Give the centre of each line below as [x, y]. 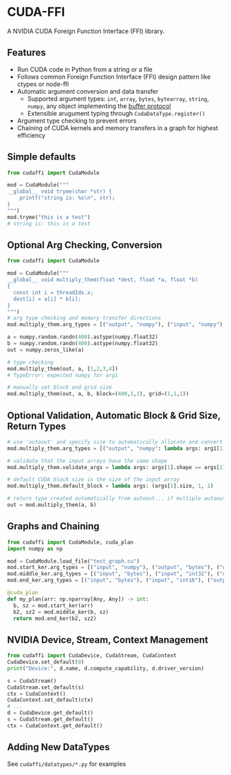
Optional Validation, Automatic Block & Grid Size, [114, 415]
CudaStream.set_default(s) [46, 687]
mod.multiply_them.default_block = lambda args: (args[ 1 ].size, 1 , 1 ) [110, 486]
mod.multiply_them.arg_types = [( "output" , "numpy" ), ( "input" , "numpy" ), [117, 324]
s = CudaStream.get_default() [51, 720]
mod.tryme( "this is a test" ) [49, 217]
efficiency [31, 135]
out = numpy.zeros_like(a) [46, 350]
